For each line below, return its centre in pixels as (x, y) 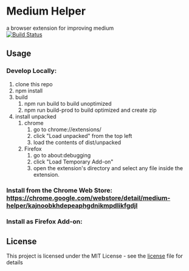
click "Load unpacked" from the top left (83, 135)
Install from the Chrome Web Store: (59, 190)
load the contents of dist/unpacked (77, 142)
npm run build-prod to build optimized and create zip (90, 110)
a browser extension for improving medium (60, 28)
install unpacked (36, 116)
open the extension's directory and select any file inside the (108, 168)
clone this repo (34, 84)
